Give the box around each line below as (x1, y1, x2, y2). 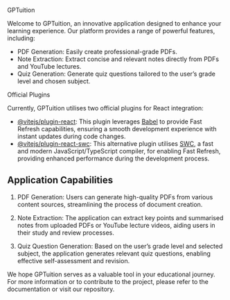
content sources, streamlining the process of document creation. (17, 200, 203, 208)
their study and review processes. (17, 228, 114, 237)
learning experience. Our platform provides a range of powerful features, (7, 27, 215, 35)
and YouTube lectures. (17, 62, 82, 70)
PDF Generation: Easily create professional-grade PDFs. (17, 48, 178, 56)
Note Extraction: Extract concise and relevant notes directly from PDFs (17, 55, 220, 63)
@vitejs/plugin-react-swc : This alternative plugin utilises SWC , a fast (17, 140, 213, 148)
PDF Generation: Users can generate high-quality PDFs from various (17, 192, 213, 201)
